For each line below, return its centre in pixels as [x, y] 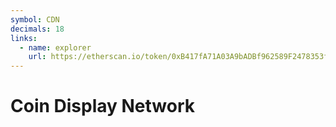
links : [24, 38]
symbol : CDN [35, 19]
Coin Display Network [103, 106]
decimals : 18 [37, 29]
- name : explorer [55, 47]
